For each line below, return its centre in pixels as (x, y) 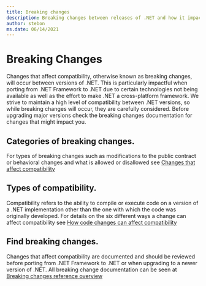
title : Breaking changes (38, 12)
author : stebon (26, 23)
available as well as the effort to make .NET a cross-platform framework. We (103, 96)
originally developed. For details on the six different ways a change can (96, 216)
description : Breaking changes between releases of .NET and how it (96, 18)
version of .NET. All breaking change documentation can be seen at (92, 269)
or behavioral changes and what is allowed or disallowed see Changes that (101, 162)
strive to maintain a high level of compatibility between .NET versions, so (98, 102)
